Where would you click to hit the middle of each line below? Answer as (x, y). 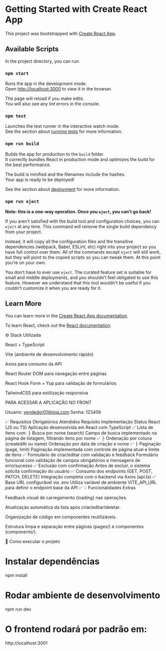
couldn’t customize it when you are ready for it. (53, 288)
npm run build (22, 144)
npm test (16, 116)
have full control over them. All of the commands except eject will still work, (83, 252)
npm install (16, 575)
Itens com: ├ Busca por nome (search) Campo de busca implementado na (81, 433)
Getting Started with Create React (76, 9)
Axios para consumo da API (34, 364)
